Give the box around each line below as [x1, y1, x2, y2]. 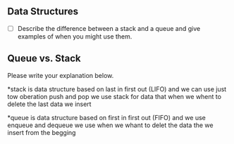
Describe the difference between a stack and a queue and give [17, 24, 201, 32]
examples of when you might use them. [17, 32, 133, 41]
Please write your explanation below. [7, 71, 114, 79]
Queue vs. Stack [7, 53, 81, 65]
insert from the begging [7, 128, 76, 136]
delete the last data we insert [7, 100, 92, 108]
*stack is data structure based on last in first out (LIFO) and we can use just [7, 84, 227, 93]
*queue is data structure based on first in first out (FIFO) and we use [7, 113, 206, 122]
